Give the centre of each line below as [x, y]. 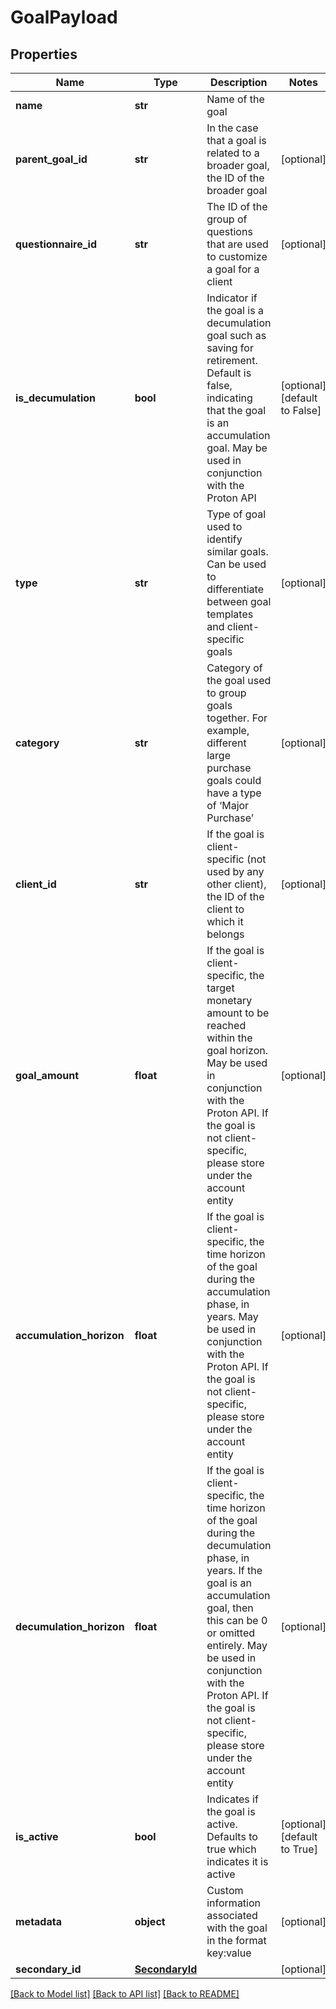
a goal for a [233, 269]
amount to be [238, 1013]
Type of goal [236, 514]
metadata [38, 1921]
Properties [44, 54]
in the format [236, 1940]
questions [229, 231]
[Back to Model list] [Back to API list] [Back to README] [125, 1994]
